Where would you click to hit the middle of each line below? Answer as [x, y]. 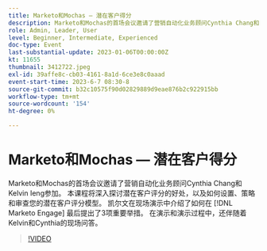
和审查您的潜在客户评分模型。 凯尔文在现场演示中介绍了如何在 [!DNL [120, 203]
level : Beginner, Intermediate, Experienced [83, 38]
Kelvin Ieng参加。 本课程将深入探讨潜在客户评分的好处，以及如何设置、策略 [132, 193]
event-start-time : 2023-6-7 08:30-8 [69, 82]
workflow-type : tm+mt [44, 97]
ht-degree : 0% [32, 112]
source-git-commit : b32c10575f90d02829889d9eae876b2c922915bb [113, 89]
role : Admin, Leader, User [53, 30]
